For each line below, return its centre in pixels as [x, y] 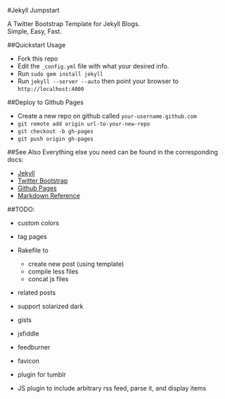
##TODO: [21, 209]
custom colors [38, 223]
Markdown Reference [49, 196]
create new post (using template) [76, 264]
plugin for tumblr [41, 374]
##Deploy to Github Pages [46, 102]
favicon [28, 361]
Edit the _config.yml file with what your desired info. [93, 66]
